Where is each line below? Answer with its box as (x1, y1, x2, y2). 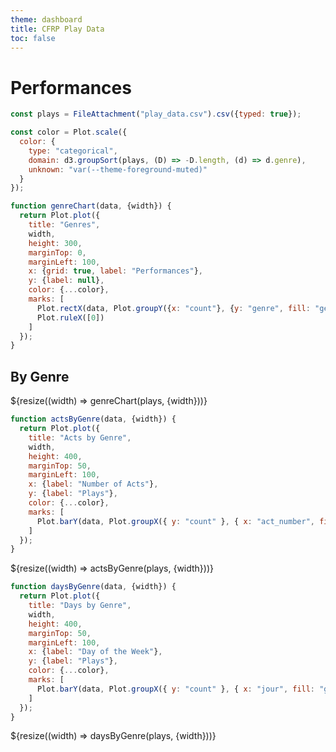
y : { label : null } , (28, 276, 105, 286)
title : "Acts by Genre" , (28, 432, 132, 443)
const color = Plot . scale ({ (10, 127, 128, 138)
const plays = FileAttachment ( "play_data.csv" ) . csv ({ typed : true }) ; (10, 109, 302, 120)
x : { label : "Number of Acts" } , (28, 479, 159, 490)
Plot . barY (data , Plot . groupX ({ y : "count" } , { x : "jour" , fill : (36, 684, 316, 694)
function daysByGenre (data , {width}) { (10, 582, 177, 592)
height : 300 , (28, 238, 83, 248)
